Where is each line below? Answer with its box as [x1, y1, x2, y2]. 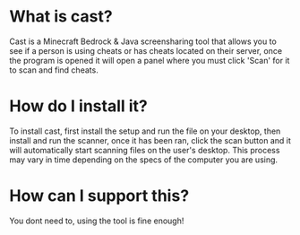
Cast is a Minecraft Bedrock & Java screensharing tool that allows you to [9, 36, 278, 47]
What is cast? [9, 6, 114, 27]
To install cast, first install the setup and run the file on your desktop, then [9, 126, 281, 136]
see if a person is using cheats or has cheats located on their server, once [9, 45, 283, 56]
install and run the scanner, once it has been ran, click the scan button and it [9, 135, 291, 145]
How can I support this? [9, 186, 190, 206]
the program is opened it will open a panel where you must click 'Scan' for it [9, 55, 290, 65]
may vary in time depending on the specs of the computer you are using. [9, 154, 279, 165]
